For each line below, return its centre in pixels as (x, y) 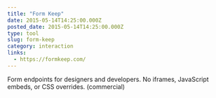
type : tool (23, 33)
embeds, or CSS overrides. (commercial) (66, 86)
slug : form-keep (31, 40)
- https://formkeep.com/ (50, 59)
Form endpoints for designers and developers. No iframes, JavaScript (108, 79)
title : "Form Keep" (36, 14)
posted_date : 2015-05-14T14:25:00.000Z (66, 27)
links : (17, 53)
